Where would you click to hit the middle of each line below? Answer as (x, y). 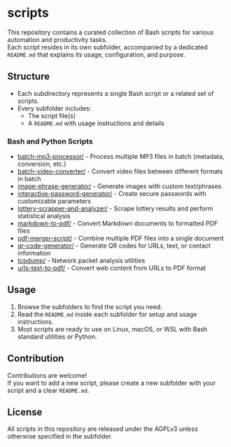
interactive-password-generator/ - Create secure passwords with (112, 194)
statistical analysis (44, 216)
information (34, 253)
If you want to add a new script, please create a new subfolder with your (112, 383)
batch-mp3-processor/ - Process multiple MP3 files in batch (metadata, (121, 157)
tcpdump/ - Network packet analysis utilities (81, 261)
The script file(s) (52, 115)
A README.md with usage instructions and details (96, 123)
